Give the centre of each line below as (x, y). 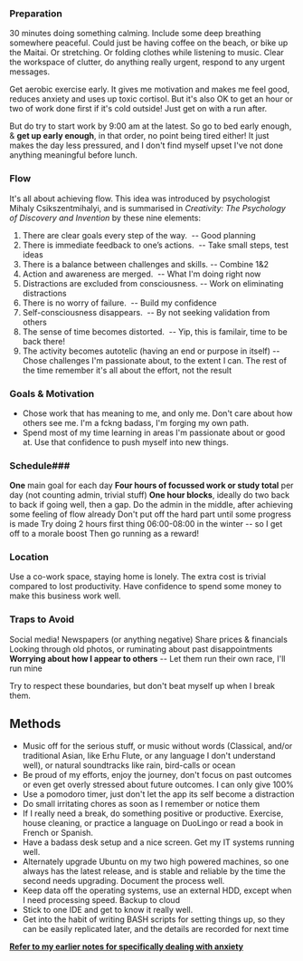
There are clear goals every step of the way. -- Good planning (139, 235)
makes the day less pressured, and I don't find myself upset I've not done (146, 146)
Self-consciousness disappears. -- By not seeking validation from (146, 312)
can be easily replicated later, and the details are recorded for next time (156, 928)
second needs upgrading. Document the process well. (123, 880)
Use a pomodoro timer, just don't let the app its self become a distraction (158, 794)
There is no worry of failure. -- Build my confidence (119, 303)
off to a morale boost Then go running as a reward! (104, 534)
